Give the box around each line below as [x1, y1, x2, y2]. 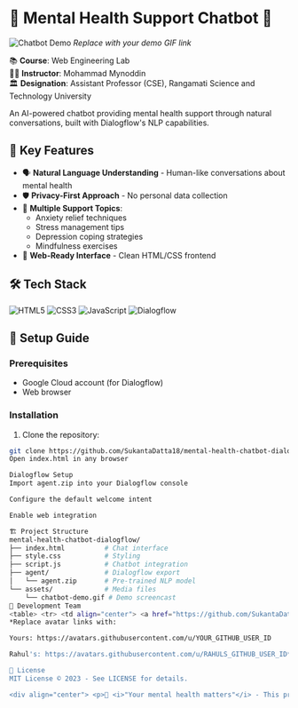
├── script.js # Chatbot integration [9, 560, 189, 569]
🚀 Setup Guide [9, 330, 90, 346]
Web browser [21, 386, 72, 398]
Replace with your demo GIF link [73, 37, 192, 48]
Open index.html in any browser [9, 455, 129, 464]
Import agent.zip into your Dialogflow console [9, 479, 189, 488]
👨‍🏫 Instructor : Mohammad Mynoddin [9, 68, 146, 78]
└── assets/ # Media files [9, 585, 157, 593]
